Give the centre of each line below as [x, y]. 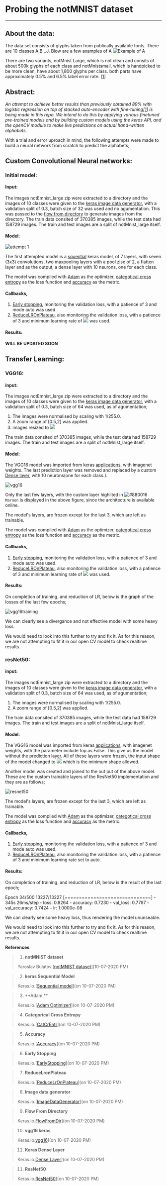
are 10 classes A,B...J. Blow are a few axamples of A [58, 51]
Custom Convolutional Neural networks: [69, 161]
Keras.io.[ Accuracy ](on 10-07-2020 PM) [59, 1044]
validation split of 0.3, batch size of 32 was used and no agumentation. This [83, 209]
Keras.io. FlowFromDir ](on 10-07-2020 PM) [61, 1121]
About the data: [30, 34]
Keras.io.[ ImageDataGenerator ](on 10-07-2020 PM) [70, 1101]
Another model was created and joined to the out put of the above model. [80, 772]
